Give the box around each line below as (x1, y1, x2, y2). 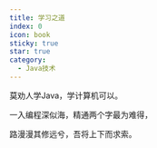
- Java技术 (17, 64, 56, 74)
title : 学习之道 (9, 13, 65, 23)
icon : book (9, 30, 51, 39)
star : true (9, 47, 51, 56)
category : (9, 55, 47, 64)
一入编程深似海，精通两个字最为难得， (9, 109, 152, 120)
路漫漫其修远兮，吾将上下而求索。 (9, 128, 137, 139)
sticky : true (9, 38, 59, 48)
